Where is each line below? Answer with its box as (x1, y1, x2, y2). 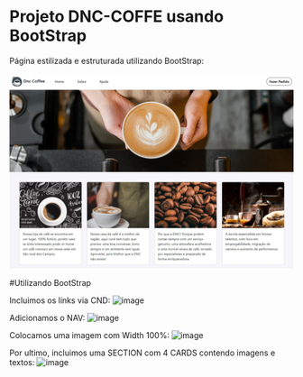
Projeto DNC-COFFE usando (9, 6, 224, 27)
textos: (9, 357, 35, 368)
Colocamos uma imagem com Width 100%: (9, 330, 170, 341)
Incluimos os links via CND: (9, 295, 111, 306)
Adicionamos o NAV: (9, 313, 86, 324)
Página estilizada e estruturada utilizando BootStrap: (9, 55, 205, 66)
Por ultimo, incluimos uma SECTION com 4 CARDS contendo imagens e (9, 347, 276, 358)
